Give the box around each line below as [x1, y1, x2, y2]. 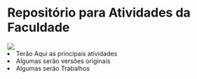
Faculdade [7, 19, 70, 35]
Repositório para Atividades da [7, 5, 191, 21]
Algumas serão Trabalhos [16, 64, 90, 72]
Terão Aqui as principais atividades [16, 49, 118, 58]
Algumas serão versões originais [16, 57, 111, 65]
